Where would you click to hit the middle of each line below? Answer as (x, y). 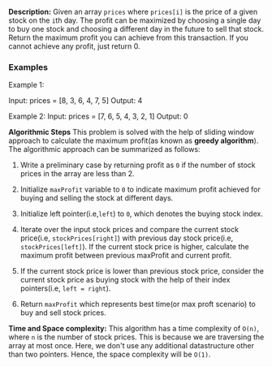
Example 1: (26, 85)
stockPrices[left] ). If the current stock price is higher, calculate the (134, 247)
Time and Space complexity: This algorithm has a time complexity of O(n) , (134, 329)
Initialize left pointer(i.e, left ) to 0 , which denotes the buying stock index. (142, 214)
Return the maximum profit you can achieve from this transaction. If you (129, 37)
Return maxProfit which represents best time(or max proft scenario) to (138, 304)
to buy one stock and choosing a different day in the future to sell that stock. (136, 29)
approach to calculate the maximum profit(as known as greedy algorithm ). (134, 140)
